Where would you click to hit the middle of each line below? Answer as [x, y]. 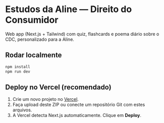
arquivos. [22, 110]
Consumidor [32, 20]
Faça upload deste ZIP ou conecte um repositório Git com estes [79, 105]
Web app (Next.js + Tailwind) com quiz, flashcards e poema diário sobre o [82, 34]
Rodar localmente [34, 55]
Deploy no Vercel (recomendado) [59, 87]
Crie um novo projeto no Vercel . [46, 99]
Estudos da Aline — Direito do [69, 9]
